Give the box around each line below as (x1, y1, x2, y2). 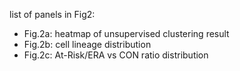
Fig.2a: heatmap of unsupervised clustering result (23, 28, 230, 39)
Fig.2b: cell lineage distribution (23, 39, 152, 50)
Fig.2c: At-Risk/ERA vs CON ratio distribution (23, 49, 209, 61)
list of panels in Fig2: (9, 9, 96, 20)
